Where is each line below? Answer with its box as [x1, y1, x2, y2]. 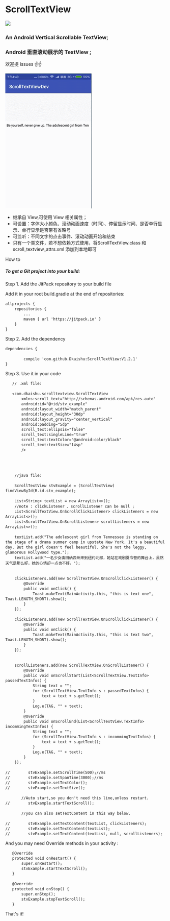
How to [5, 256, 20, 262]
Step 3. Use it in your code [5, 371, 61, 377]
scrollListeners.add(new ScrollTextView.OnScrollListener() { [14, 663, 149, 668]
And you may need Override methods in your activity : [5, 840, 119, 846]
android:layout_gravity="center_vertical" [21, 417, 113, 422]
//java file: [14, 473, 42, 478]
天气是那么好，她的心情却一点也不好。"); [5, 561, 80, 566]
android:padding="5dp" [21, 422, 70, 427]
